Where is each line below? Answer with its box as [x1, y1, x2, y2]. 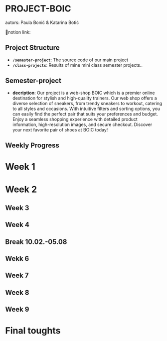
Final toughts [5, 325, 61, 337]
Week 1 [5, 161, 35, 172]
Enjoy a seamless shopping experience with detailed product [12, 116, 138, 122]
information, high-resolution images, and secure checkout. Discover [12, 121, 153, 127]
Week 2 [5, 184, 37, 195]
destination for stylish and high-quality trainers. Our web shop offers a [12, 95, 157, 101]
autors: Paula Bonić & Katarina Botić [5, 19, 79, 25]
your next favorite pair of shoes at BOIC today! [12, 126, 108, 132]
